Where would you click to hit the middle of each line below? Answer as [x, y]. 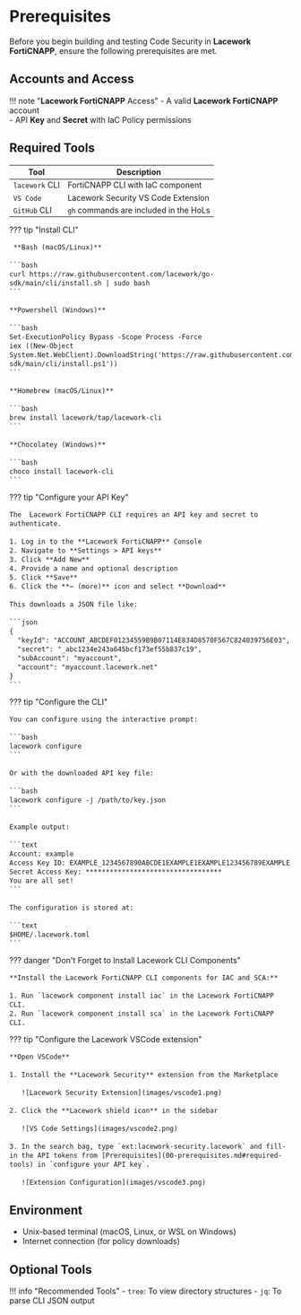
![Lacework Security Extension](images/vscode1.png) [121, 1093]
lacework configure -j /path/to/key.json [88, 800]
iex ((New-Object [42, 346]
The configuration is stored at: [72, 908]
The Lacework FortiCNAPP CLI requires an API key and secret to [133, 515]
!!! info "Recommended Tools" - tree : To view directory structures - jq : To [146, 1291]
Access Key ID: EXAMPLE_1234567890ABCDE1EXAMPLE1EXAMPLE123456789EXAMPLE [150, 863]
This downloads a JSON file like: [74, 605]
